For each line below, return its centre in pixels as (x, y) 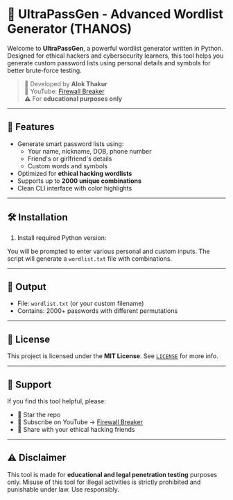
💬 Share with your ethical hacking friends (76, 429)
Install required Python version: (62, 237)
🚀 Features (31, 127)
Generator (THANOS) (70, 29)
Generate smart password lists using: (70, 144)
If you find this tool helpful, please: (57, 401)
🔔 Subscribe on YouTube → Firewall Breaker (80, 422)
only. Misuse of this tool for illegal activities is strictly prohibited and (104, 482)
